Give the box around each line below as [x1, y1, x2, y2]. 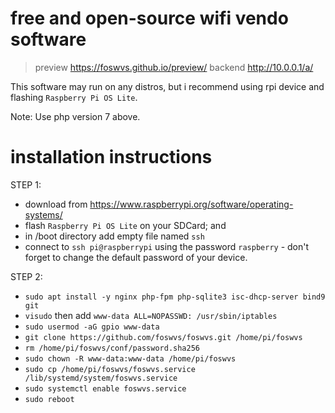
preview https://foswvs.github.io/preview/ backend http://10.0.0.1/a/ [34, 61, 314, 73]
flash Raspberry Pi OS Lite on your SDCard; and [24, 219, 227, 231]
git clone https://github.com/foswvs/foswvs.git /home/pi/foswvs [24, 332, 303, 342]
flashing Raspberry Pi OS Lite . [10, 91, 138, 103]
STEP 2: [10, 270, 43, 282]
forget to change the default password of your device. [24, 251, 248, 263]
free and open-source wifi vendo [10, 7, 289, 30]
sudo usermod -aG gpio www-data [24, 322, 160, 332]
